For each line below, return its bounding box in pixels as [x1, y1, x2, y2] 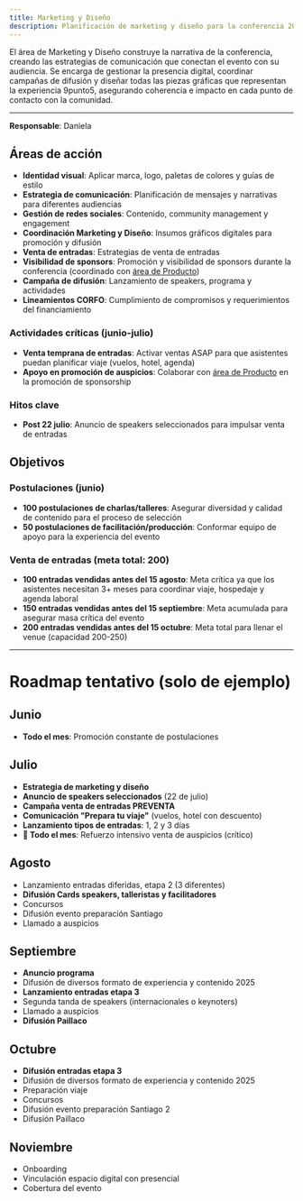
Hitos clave [9, 399, 60, 411]
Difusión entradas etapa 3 [22, 1066, 123, 1077]
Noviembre [9, 1140, 74, 1155]
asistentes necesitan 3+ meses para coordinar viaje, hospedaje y [22, 583, 264, 594]
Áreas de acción [9, 146, 103, 161]
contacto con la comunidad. [9, 94, 114, 105]
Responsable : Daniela [9, 120, 92, 131]
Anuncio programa [22, 967, 95, 978]
